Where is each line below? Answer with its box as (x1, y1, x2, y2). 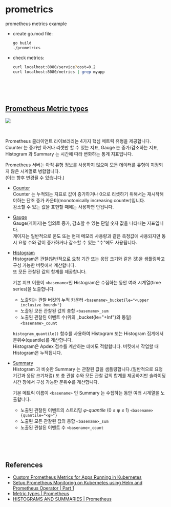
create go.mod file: (12, 30, 53, 36)
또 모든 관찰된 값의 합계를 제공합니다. (12, 268, 87, 275)
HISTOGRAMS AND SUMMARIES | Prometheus (12, 496, 112, 502)
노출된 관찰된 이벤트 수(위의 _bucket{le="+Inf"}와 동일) (20, 314, 132, 320)
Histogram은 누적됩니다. (12, 350, 62, 356)
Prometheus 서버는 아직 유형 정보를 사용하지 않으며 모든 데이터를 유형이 (5, 162, 149, 168)
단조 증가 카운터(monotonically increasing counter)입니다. (26, 198, 146, 204)
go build (12, 40, 32, 46)
